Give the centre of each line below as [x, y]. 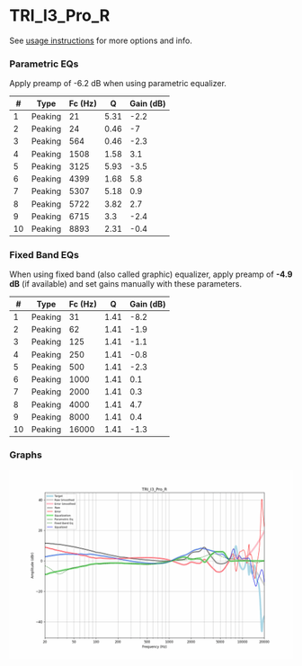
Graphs [26, 455]
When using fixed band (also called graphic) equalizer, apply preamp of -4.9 [151, 274]
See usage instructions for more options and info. [101, 40]
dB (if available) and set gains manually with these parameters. [126, 284]
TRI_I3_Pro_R [60, 16]
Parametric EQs [44, 64]
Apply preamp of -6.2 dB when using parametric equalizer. [118, 84]
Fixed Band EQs [44, 254]
